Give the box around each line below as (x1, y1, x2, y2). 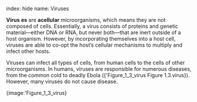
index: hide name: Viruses (6, 5, 70, 12)
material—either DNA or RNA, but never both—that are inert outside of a (6, 29, 181, 36)
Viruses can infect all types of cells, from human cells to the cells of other (6, 59, 185, 66)
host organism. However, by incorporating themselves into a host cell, (6, 35, 176, 42)
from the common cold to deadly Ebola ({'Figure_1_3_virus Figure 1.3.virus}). (6, 72, 190, 78)
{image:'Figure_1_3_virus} (6, 90, 67, 96)
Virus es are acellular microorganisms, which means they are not (6, 17, 166, 23)
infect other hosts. (6, 48, 51, 55)
